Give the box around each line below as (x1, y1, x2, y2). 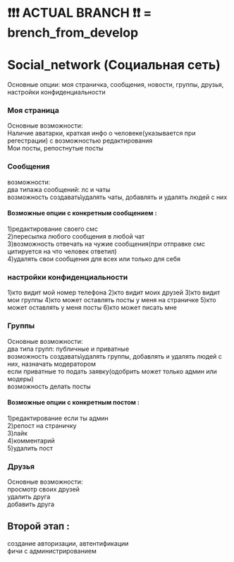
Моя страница (7, 106, 60, 116)
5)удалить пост (7, 443, 54, 452)
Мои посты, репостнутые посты (7, 144, 104, 153)
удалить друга (7, 493, 51, 501)
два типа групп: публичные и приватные (7, 345, 130, 353)
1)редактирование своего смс (7, 225, 99, 233)
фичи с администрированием (7, 546, 97, 555)
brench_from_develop (7, 25, 139, 41)
